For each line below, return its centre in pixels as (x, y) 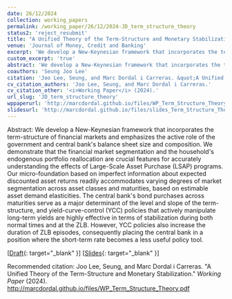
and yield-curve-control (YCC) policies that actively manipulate (126, 210)
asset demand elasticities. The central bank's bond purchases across (106, 195)
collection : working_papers (48, 20)
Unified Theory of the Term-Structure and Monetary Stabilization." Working (114, 273)
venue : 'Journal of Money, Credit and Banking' (77, 46)
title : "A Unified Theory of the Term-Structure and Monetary (98, 39)
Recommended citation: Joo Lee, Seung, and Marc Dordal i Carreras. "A (109, 266)
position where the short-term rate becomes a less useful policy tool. (105, 240)
